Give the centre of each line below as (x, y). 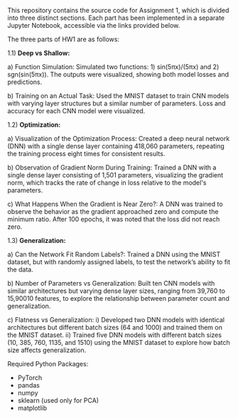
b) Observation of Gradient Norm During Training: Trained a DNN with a (112, 167)
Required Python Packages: (48, 364)
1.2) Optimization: (34, 125)
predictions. (25, 82)
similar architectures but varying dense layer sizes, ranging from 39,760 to (117, 291)
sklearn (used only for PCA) (58, 400)
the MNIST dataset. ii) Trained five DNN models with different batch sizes (115, 335)
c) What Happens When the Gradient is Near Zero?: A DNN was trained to (115, 204)
